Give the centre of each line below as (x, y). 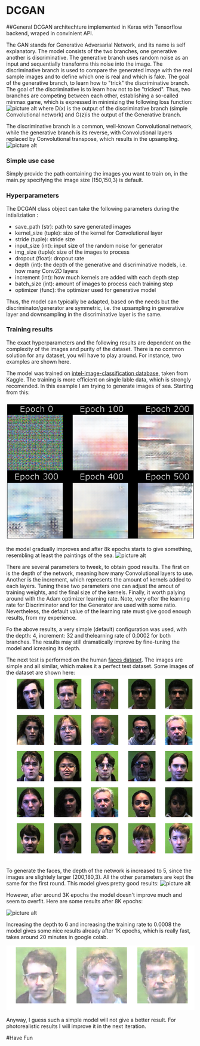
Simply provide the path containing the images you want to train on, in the (97, 174)
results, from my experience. (41, 617)
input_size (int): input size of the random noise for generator (89, 245)
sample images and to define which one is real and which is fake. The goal (98, 76)
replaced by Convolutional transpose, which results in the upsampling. (93, 139)
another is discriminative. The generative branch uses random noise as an (97, 57)
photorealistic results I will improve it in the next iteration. (76, 1026)
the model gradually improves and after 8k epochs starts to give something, (99, 549)
